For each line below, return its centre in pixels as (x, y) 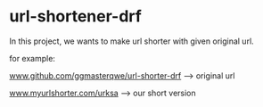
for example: (33, 58)
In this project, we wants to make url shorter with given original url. (131, 41)
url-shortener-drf (76, 16)
